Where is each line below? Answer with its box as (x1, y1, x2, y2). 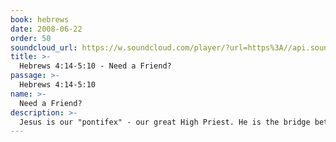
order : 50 (10, 33, 52, 43)
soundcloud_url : (10, 42, 78, 53)
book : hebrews (10, 14, 70, 25)
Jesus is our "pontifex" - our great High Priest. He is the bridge (19, 117, 311, 127)
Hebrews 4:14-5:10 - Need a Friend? (19, 61, 172, 71)
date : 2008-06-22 (10, 24, 83, 34)
